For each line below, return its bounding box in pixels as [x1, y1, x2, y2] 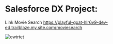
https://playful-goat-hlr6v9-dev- [43, 19, 108, 25]
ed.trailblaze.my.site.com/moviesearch [5, 24, 82, 30]
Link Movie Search [5, 19, 42, 25]
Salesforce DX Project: [5, 3, 98, 15]
